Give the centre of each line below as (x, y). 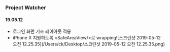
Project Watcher (26, 8)
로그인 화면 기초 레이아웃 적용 (42, 31)
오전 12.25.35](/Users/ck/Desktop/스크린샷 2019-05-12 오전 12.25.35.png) (89, 44)
